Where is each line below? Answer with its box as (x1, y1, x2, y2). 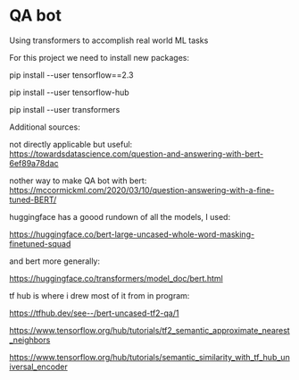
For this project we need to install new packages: (9, 52, 190, 63)
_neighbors (9, 334, 51, 345)
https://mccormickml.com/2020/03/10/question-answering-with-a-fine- (9, 184, 275, 195)
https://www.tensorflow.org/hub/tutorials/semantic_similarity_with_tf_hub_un (9, 351, 290, 362)
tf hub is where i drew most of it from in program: (9, 290, 190, 300)
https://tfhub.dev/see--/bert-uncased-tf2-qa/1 (9, 308, 179, 318)
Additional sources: (9, 122, 80, 132)
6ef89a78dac (9, 157, 60, 168)
